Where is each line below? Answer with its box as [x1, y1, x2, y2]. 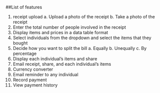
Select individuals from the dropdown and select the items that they [12, 35, 152, 41]
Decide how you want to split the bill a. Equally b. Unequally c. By [12, 46, 147, 51]
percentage [12, 50, 37, 56]
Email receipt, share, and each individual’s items [12, 61, 111, 67]
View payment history [12, 82, 58, 88]
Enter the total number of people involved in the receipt [12, 24, 126, 30]
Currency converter [12, 66, 54, 72]
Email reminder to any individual [12, 72, 79, 77]
